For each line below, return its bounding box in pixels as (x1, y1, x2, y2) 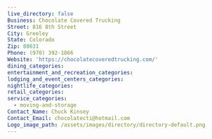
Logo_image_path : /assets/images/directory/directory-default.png (7, 121, 206, 128)
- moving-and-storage (13, 102, 77, 109)
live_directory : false (7, 10, 74, 18)
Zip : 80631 (7, 43, 39, 50)
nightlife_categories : (7, 82, 74, 89)
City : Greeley (7, 29, 49, 37)
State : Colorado (7, 37, 55, 44)
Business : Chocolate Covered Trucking (7, 17, 121, 24)
